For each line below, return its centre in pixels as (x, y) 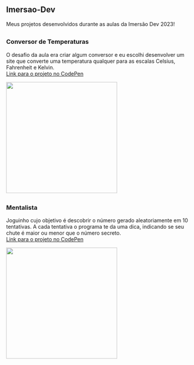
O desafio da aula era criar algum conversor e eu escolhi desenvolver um (95, 55)
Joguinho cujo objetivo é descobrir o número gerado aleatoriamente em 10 (97, 220)
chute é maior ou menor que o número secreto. (64, 233)
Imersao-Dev (31, 10)
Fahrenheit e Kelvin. (30, 67)
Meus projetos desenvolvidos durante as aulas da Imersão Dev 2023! (90, 24)
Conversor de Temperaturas (48, 42)
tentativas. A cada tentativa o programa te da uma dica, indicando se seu (95, 227)
